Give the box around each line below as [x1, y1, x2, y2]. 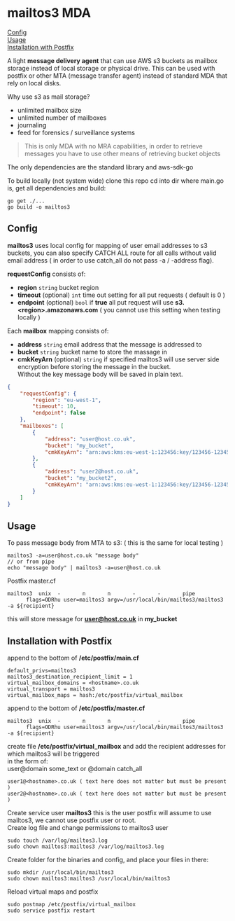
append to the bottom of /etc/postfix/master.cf [7, 704, 145, 712]
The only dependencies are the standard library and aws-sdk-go [7, 162, 194, 171]
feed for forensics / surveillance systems [17, 128, 135, 137]
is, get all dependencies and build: [7, 183, 106, 192]
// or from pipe [7, 558, 55, 565]
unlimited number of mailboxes [17, 113, 107, 122]
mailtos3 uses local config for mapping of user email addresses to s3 [7, 241, 208, 249]
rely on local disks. [7, 78, 62, 87]
